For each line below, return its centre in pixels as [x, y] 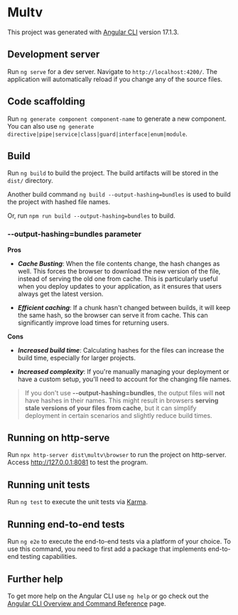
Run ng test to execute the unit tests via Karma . [77, 502]
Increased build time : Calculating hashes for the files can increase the [121, 350]
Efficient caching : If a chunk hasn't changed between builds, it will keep [124, 307]
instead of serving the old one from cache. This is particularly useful [118, 279]
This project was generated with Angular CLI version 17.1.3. [93, 32]
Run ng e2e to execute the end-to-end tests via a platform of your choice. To [119, 542]
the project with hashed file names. [59, 202]
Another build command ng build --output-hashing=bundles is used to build [119, 194]
